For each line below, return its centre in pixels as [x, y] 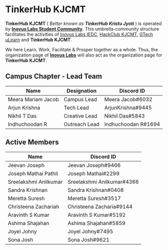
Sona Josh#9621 [88, 239]
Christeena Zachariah [34, 206]
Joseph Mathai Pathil [33, 173]
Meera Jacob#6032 [128, 99]
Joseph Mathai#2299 [93, 173]
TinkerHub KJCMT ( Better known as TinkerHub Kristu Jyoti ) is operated [83, 23]
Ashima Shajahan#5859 [96, 223]
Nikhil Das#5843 [124, 116]
